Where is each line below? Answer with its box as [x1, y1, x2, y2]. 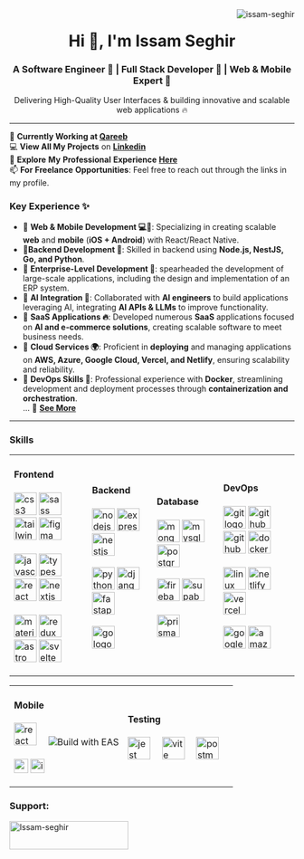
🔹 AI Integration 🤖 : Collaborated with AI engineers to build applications [22, 291, 289, 302]
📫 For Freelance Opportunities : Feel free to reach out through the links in [9, 165, 287, 176]
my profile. [9, 177, 50, 188]
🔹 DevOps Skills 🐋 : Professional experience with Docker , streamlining [22, 373, 283, 384]
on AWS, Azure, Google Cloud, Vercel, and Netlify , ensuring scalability [22, 354, 290, 365]
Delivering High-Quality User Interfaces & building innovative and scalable [14, 95, 290, 106]
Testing [128, 712, 161, 725]
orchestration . [22, 393, 78, 404]
